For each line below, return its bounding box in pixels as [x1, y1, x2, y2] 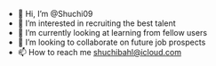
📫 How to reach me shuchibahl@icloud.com [17, 47, 182, 57]
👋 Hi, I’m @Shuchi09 [17, 9, 93, 19]
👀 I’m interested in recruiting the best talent [17, 18, 176, 29]
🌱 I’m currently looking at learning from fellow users [17, 28, 207, 37]
